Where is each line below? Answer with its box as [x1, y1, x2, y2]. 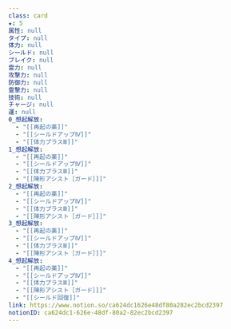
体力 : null [8, 42, 42, 50]
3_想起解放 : [8, 220, 44, 228]
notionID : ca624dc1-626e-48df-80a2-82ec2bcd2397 [8, 308, 173, 316]
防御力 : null [8, 78, 48, 86]
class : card [8, 11, 48, 20]
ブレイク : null [8, 57, 54, 65]
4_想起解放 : [8, 256, 44, 264]
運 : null [8, 109, 36, 117]
